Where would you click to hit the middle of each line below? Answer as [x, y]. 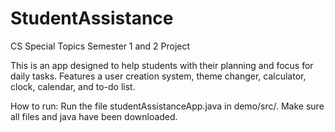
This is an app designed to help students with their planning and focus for [162, 65]
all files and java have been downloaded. [94, 116]
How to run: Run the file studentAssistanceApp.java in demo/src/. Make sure [167, 106]
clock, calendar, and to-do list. [73, 86]
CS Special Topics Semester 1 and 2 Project [100, 46]
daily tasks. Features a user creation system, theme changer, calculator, [158, 76]
